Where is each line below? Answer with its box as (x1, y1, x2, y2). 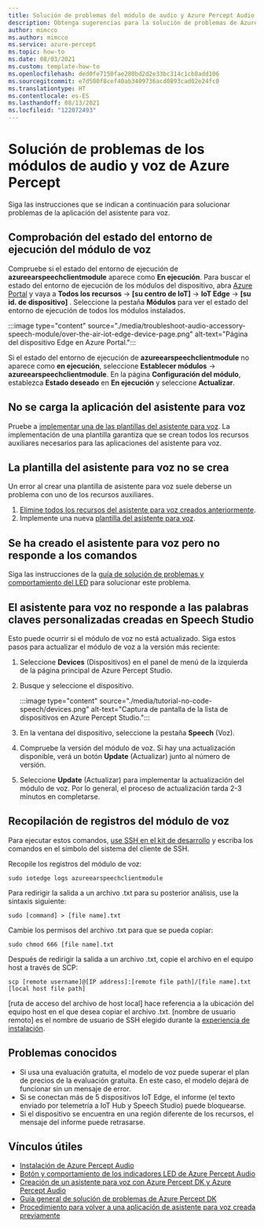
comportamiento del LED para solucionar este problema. (8, 578, 191, 588)
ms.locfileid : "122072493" (8, 107, 97, 115)
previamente (19, 1211, 60, 1220)
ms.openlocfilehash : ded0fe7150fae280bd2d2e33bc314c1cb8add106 (8, 70, 220, 78)
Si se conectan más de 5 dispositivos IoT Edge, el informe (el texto (19, 1092, 236, 1102)
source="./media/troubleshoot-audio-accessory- (87, 321, 246, 330)
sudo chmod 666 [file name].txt (8, 940, 114, 948)
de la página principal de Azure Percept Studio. (19, 665, 173, 675)
